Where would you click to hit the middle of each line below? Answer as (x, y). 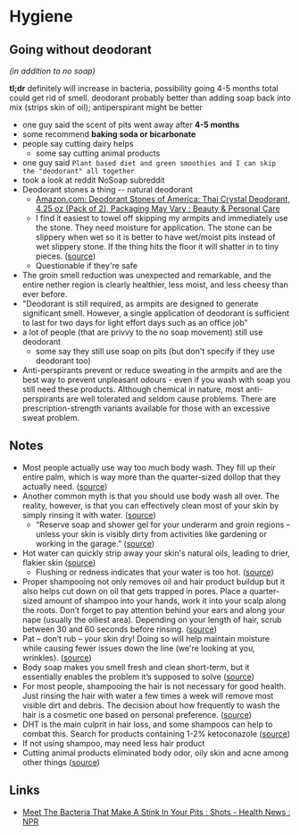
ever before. (45, 294)
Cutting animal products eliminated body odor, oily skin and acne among (155, 753)
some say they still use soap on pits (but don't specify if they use (155, 351)
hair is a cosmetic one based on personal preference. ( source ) (137, 714)
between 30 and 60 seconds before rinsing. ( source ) (119, 629)
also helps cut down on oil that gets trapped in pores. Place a (134, 591)
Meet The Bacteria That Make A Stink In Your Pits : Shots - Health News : (156, 812)
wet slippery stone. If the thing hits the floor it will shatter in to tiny (157, 247)
